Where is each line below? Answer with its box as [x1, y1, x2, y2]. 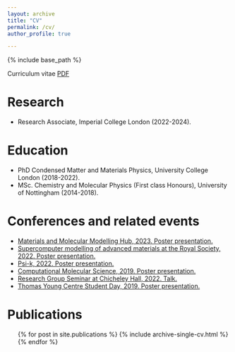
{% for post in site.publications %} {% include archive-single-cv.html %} [17, 330, 229, 339]
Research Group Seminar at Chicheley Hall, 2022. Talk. [17, 274, 178, 283]
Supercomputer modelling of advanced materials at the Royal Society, [17, 244, 221, 253]
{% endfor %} [17, 338, 59, 346]
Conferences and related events [7, 213, 200, 229]
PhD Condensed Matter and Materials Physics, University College [17, 166, 208, 174]
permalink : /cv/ [7, 23, 55, 30]
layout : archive [7, 10, 55, 18]
